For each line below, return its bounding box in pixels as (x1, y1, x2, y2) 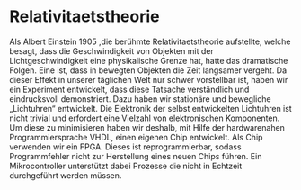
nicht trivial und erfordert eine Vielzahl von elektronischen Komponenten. (9, 113, 280, 123)
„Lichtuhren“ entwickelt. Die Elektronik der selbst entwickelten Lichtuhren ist (9, 103, 292, 113)
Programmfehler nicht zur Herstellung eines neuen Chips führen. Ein (9, 150, 262, 161)
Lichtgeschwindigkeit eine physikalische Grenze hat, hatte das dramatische (9, 55, 288, 66)
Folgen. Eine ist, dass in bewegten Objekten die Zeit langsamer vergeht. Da (9, 65, 288, 76)
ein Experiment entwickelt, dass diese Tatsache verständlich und (9, 84, 250, 95)
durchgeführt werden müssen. (9, 169, 122, 181)
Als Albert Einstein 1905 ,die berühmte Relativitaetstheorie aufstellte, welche (9, 36, 291, 47)
